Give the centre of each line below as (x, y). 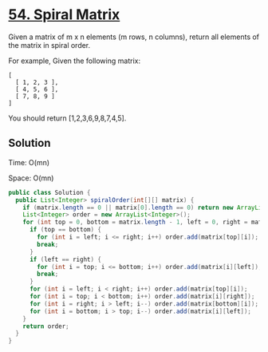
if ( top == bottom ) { (65, 230)
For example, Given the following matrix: (75, 61)
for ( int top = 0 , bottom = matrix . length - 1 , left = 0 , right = (135, 222)
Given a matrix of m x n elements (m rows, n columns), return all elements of (134, 37)
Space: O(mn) (31, 178)
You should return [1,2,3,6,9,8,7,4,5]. (67, 118)
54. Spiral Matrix (64, 15)
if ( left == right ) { (65, 259)
